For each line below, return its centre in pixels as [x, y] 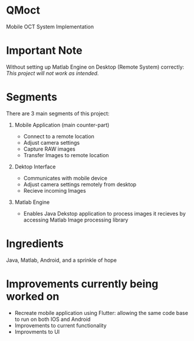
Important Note [44, 51]
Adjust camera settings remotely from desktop [80, 184]
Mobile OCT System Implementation [50, 27]
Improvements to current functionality [61, 325]
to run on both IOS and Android [52, 319]
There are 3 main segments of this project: [58, 113]
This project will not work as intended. [52, 73]
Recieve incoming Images [55, 190]
